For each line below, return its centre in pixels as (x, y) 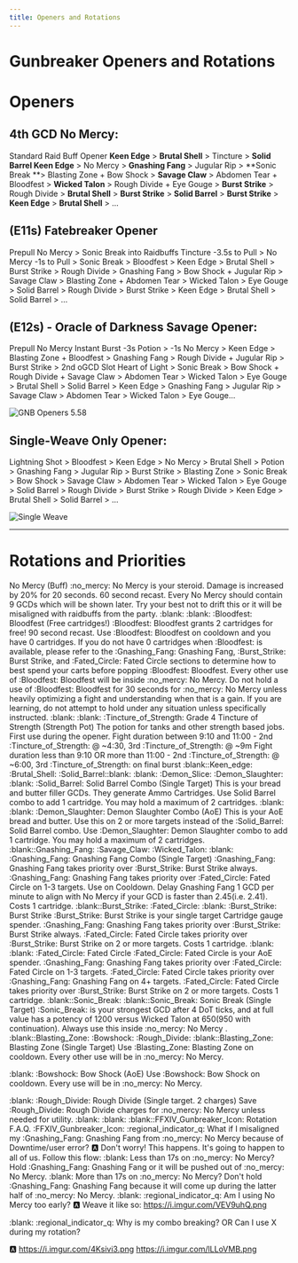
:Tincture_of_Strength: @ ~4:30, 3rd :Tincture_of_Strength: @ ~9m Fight (141, 746)
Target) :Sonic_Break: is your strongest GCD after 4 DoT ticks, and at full (141, 1010)
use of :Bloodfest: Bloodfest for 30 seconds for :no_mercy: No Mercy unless (148, 689)
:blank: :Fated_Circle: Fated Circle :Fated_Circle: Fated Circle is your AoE (141, 953)
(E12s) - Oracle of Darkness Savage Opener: (133, 328)
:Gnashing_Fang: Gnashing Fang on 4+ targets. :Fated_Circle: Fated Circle (144, 982)
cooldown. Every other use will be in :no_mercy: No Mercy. (117, 1057)
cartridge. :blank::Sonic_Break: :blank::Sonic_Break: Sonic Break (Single (141, 1000)
